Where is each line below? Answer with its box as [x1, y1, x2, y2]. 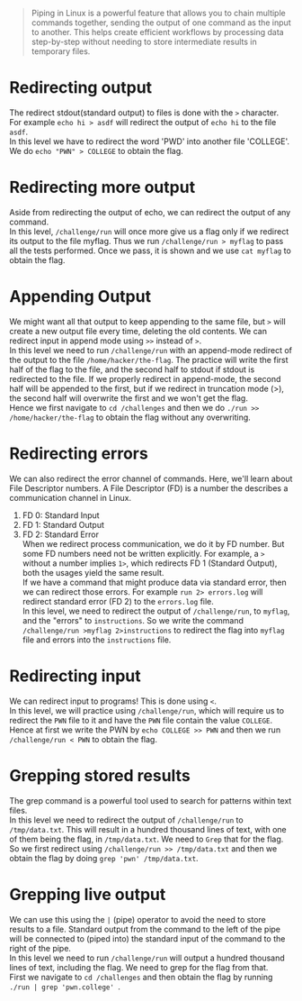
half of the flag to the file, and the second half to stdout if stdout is [9, 364, 255, 375]
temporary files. [31, 46, 91, 57]
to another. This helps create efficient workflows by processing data [31, 27, 285, 37]
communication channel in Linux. [9, 492, 132, 503]
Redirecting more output [9, 177, 196, 197]
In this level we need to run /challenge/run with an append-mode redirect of [9, 344, 292, 355]
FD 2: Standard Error [22, 529, 99, 540]
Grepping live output [9, 884, 166, 905]
